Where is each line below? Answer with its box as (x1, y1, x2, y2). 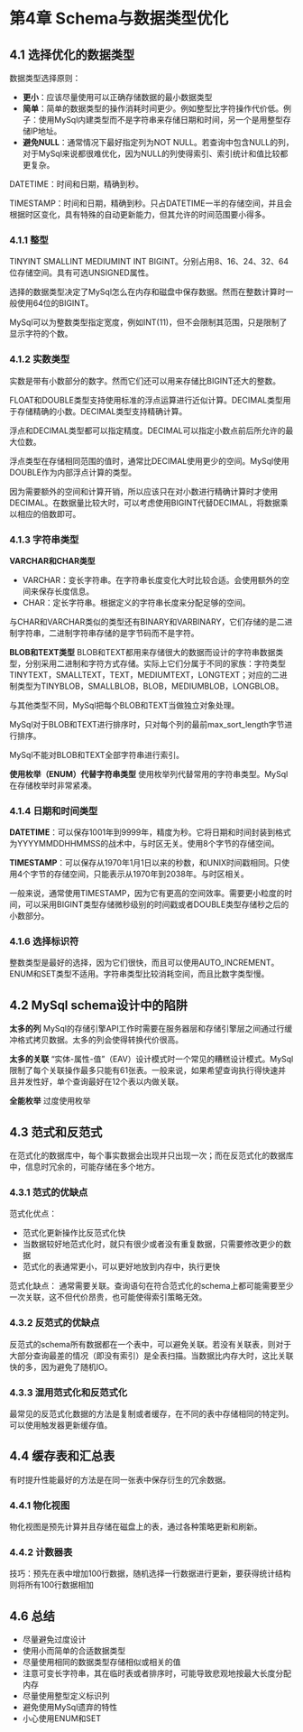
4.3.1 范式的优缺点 (9, 1186, 88, 1199)
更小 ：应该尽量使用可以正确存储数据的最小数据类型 (22, 92, 213, 102)
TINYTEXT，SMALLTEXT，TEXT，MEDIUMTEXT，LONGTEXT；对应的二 (9, 669, 280, 680)
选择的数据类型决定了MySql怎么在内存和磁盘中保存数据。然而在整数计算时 (9, 286, 286, 298)
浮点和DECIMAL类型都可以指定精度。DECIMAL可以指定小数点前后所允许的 (9, 425, 286, 436)
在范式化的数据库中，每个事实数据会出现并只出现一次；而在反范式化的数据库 (9, 1150, 294, 1161)
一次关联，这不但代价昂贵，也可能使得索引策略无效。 (9, 1292, 207, 1302)
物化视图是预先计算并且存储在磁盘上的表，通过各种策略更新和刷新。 (9, 1522, 262, 1533)
